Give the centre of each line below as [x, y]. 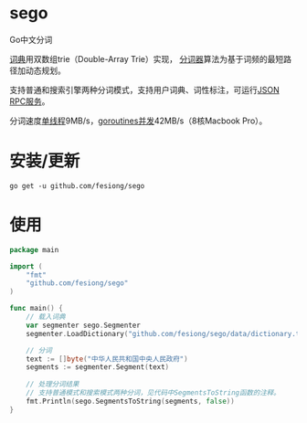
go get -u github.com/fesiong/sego [77, 185]
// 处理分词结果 [53, 385]
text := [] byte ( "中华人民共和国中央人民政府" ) [107, 359]
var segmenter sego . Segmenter [84, 325]
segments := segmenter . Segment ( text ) [98, 367]
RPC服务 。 [30, 101]
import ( [26, 266]
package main [34, 249]
